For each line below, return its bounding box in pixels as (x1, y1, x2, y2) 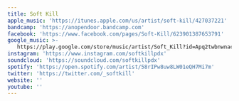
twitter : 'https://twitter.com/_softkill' (7, 70, 135, 77)
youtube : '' (7, 83, 43, 90)
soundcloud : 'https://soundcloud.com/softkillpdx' (7, 57, 161, 64)
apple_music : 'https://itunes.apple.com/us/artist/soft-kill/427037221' (7, 17, 228, 24)
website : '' (7, 76, 43, 84)
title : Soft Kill (7, 10, 59, 18)
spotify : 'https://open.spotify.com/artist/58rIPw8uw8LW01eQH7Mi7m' (7, 63, 215, 70)
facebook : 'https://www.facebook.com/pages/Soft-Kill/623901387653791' (7, 30, 224, 38)
